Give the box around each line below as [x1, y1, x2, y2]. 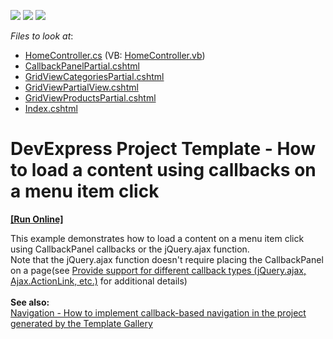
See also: [10, 296, 50, 308]
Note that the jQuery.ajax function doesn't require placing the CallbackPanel [10, 253, 324, 265]
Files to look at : [10, 30, 74, 42]
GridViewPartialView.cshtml [24, 81, 139, 93]
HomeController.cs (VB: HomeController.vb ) [24, 50, 206, 61]
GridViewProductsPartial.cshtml [24, 92, 157, 104]
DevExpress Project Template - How [10, 138, 316, 160]
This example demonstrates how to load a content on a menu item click [10, 232, 305, 244]
